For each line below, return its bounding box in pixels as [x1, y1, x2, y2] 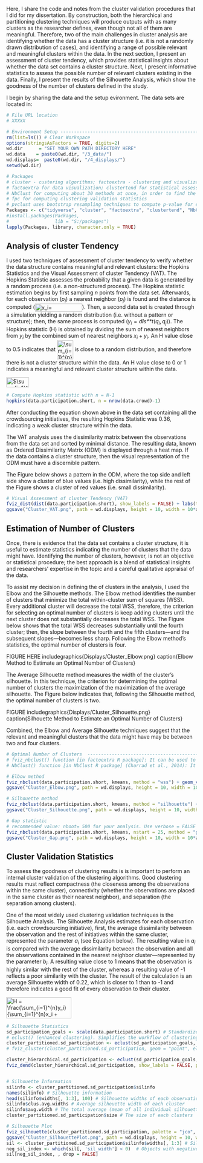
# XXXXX [6, 117, 26, 124]
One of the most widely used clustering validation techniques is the [6, 911, 174, 919]
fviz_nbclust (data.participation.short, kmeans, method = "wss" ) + [6, 779, 180, 785]
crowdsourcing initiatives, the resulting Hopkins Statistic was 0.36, [6, 415, 172, 423]
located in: [6, 100, 33, 108]
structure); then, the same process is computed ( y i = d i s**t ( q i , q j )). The [6, 318, 183, 326]
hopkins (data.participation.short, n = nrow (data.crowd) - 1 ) [6, 398, 161, 404]
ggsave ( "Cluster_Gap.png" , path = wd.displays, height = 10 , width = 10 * [6, 835, 196, 841]
